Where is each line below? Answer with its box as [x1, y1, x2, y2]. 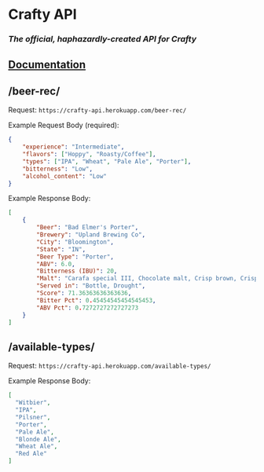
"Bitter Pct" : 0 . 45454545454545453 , [36, 296, 156, 304]
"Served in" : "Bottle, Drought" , [36, 282, 146, 290]
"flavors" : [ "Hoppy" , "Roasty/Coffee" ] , [22, 151, 156, 159]
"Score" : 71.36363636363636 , [36, 289, 132, 298]
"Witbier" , [15, 399, 51, 407]
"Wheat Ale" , [15, 442, 58, 451]
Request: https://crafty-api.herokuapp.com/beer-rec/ [8, 105, 187, 115]
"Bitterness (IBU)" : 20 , [36, 267, 118, 276]
